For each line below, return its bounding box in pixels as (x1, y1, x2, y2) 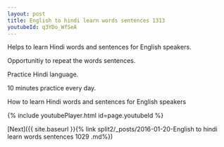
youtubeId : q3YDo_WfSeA (7, 23, 77, 30)
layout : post (7, 10, 46, 18)
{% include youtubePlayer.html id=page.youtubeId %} (7, 111, 164, 120)
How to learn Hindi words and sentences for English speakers (7, 98, 187, 106)
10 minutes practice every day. (7, 84, 97, 93)
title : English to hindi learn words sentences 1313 (7, 17, 166, 24)
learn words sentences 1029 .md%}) (7, 132, 113, 141)
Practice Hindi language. (7, 70, 79, 78)
